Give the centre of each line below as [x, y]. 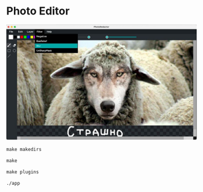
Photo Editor [38, 11]
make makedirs [24, 150]
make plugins [23, 172]
